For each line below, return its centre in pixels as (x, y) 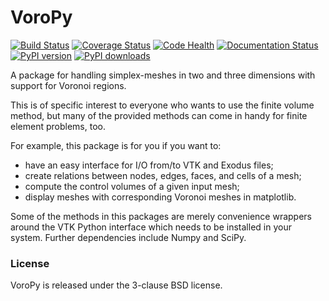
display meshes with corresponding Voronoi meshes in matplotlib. (160, 197)
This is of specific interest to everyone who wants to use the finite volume (162, 105)
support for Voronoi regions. (68, 85)
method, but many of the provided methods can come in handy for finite (159, 115)
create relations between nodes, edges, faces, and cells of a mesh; (163, 175)
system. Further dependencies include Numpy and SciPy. (128, 237)
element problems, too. (58, 126)
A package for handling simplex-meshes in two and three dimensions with (163, 75)
